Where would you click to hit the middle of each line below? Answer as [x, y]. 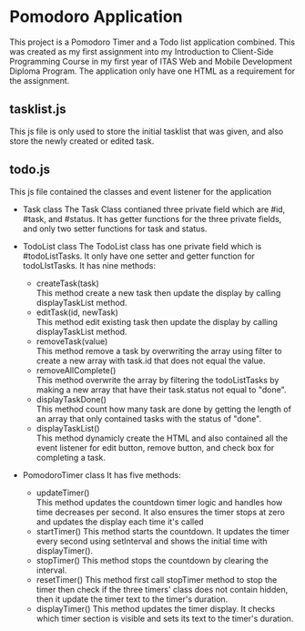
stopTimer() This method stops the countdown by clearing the [152, 560]
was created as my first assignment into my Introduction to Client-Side [142, 51]
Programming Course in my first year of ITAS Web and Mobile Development [151, 61]
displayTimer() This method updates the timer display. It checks [156, 608]
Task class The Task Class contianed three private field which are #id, [154, 209]
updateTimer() [63, 493]
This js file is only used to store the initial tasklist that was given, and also [147, 131]
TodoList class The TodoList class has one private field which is [142, 246]
